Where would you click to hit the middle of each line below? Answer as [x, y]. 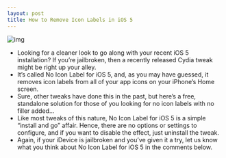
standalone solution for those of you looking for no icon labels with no [115, 103]
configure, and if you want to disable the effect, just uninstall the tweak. [118, 132]
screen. [28, 89]
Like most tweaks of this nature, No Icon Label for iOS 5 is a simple [111, 118]
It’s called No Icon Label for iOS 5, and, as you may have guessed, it [113, 74]
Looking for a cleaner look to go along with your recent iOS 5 [103, 53]
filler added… [36, 111]
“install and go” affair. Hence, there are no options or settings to [107, 125]
